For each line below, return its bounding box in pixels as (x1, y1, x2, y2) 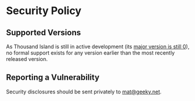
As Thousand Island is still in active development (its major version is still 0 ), (6, 43, 190, 50)
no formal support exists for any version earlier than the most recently (6, 49, 175, 56)
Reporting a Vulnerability (6, 72, 100, 83)
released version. (6, 56, 48, 62)
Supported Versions (6, 28, 81, 38)
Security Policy (6, 4, 82, 18)
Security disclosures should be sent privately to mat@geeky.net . (6, 88, 162, 95)
